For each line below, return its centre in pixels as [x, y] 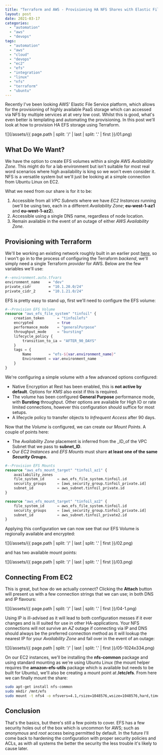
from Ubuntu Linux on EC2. [32, 182]
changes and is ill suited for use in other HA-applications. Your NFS [72, 623]
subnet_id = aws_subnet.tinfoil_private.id [69, 488]
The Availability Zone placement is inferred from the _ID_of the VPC [79, 441]
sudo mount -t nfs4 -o [28, 696]
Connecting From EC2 [39, 577]
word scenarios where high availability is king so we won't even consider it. [80, 172]
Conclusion [23, 711]
